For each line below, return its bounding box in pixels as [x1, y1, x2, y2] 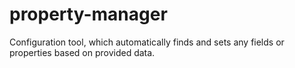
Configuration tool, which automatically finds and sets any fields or [9, 36, 285, 48]
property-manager [9, 3, 168, 26]
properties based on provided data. [9, 46, 156, 58]
